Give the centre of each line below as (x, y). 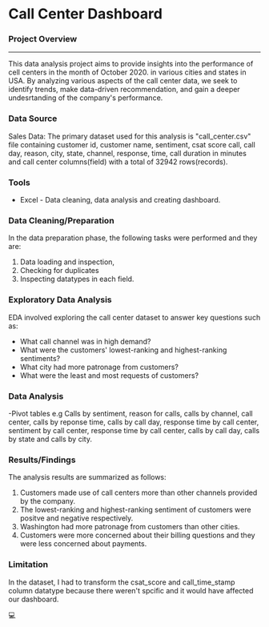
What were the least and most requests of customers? (109, 375)
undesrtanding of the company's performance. (86, 98)
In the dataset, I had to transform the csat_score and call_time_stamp (122, 582)
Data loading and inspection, (67, 262)
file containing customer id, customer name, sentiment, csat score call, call (132, 144)
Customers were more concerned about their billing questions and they (137, 535)
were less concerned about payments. (83, 544)
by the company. (48, 501)
